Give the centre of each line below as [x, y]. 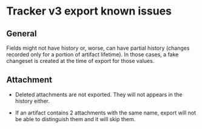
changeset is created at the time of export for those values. [80, 61]
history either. [32, 101]
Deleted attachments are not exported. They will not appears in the [99, 94]
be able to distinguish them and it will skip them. [75, 119]
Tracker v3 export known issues [89, 11]
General [22, 34]
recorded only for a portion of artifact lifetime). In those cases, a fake [93, 55]
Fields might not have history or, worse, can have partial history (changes [98, 48]
